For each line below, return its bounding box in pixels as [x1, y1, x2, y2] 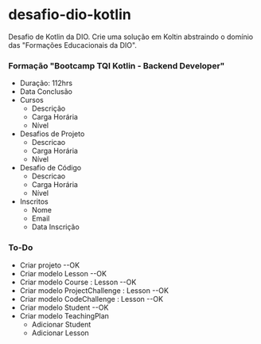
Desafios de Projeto [19, 129, 85, 139]
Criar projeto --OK [19, 260, 80, 270]
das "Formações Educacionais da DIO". [8, 40, 138, 49]
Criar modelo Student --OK [19, 303, 109, 312]
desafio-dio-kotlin [8, 6, 131, 24]
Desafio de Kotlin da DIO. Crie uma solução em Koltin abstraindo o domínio [8, 32, 253, 41]
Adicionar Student [31, 319, 92, 329]
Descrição [31, 104, 66, 113]
